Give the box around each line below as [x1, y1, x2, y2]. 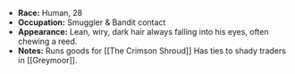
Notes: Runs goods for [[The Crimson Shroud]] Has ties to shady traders [17, 45, 286, 56]
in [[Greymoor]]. [17, 55, 78, 65]
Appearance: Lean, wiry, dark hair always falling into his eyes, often [17, 27, 269, 37]
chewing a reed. [17, 36, 78, 46]
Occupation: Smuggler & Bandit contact [17, 17, 166, 28]
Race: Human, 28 [17, 8, 83, 18]
